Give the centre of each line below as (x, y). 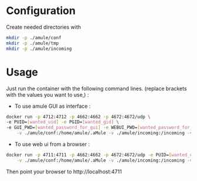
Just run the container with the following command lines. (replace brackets (96, 88)
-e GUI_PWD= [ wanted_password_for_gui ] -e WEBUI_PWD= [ (73, 128)
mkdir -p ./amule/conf (34, 37)
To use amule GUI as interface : (52, 106)
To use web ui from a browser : (52, 144)
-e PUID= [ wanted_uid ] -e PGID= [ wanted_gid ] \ (62, 122)
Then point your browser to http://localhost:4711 (64, 172)
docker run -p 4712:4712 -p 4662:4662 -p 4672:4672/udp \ (78, 117)
